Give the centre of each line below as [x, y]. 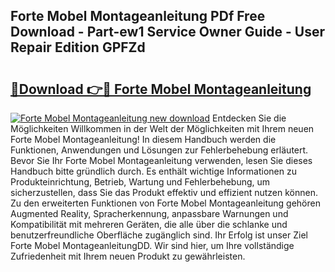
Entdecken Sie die [249, 118]
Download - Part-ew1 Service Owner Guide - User [168, 32]
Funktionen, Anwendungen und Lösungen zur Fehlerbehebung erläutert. [159, 150]
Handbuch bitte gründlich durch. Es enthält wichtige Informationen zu [153, 171]
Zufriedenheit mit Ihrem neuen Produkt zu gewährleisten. [128, 256]
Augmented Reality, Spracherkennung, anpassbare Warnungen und [149, 213]
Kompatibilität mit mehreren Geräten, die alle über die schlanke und [149, 224]
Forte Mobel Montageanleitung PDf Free [138, 16]
